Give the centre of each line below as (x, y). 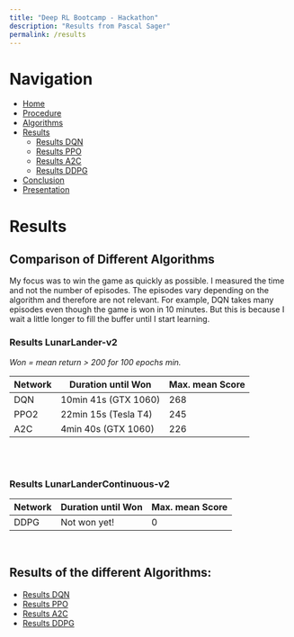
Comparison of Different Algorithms (112, 259)
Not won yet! (88, 522)
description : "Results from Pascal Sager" (90, 26)
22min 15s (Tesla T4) (107, 414)
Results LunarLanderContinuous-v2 (90, 484)
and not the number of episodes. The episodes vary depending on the (139, 291)
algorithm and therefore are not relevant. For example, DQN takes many (142, 300)
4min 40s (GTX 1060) (107, 428)
